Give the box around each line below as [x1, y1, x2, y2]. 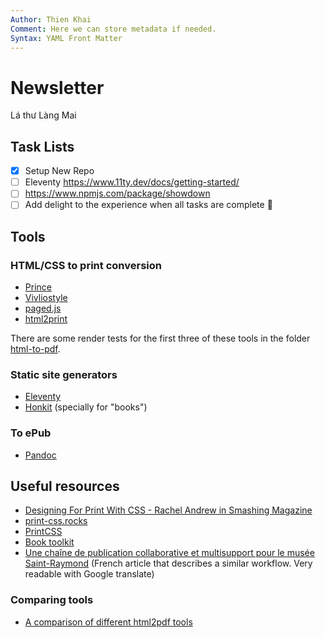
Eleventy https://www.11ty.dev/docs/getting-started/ [24, 176, 240, 188]
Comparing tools [10, 593, 94, 607]
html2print [24, 313, 68, 325]
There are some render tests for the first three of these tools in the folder [10, 332, 311, 345]
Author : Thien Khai [10, 14, 92, 25]
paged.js [24, 302, 62, 315]
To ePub [10, 426, 52, 440]
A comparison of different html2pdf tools [24, 616, 193, 628]
